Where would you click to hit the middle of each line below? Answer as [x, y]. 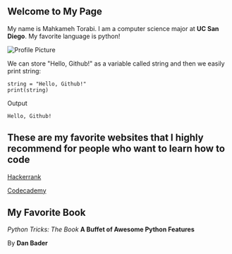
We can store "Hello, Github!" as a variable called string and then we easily [116, 64]
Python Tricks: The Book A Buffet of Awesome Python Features [101, 229]
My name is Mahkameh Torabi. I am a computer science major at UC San [113, 28]
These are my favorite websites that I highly [105, 138]
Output [17, 103]
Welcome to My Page [55, 12]
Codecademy [27, 190]
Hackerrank [24, 176]
